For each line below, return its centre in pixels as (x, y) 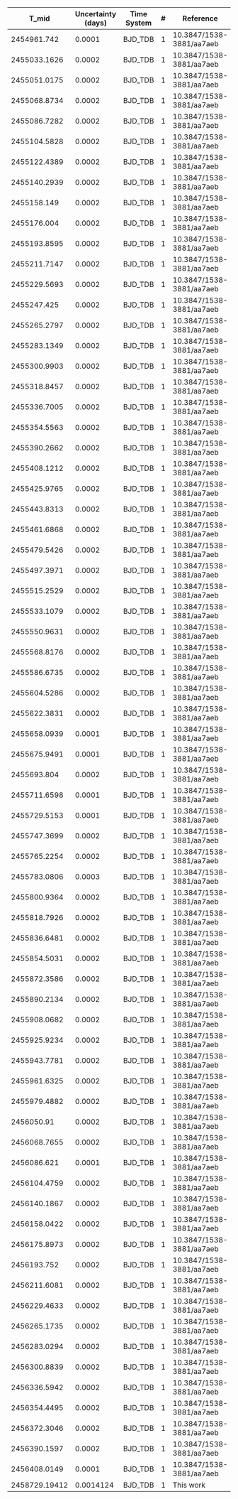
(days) (96, 23)
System (138, 23)
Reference (200, 18)
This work (189, 1485)
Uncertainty (96, 14)
